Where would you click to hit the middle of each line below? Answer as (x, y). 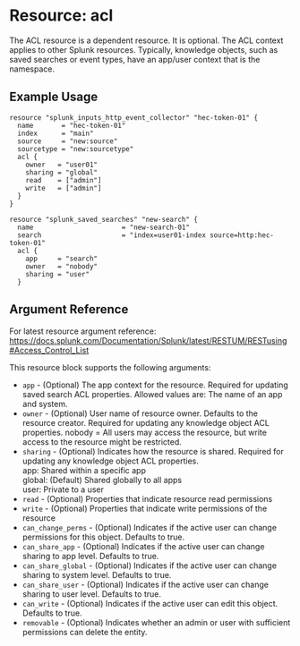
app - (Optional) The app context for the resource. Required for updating (155, 385)
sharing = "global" (62, 172)
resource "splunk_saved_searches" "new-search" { (104, 219)
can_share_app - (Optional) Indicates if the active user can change (143, 546)
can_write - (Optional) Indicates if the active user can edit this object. (150, 603)
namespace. (32, 69)
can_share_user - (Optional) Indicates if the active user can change (145, 584)
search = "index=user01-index (111, 235)
